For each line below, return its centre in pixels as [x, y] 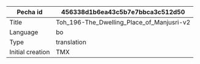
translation [71, 42]
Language [24, 32]
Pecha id [30, 12]
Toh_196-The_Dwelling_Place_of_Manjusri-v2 [123, 22]
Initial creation [30, 52]
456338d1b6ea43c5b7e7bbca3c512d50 [123, 12]
